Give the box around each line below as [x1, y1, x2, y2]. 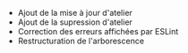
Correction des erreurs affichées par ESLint [17, 26, 179, 36]
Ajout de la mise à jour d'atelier [17, 8, 132, 18]
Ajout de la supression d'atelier [17, 17, 132, 27]
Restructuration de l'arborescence [17, 35, 145, 46]
